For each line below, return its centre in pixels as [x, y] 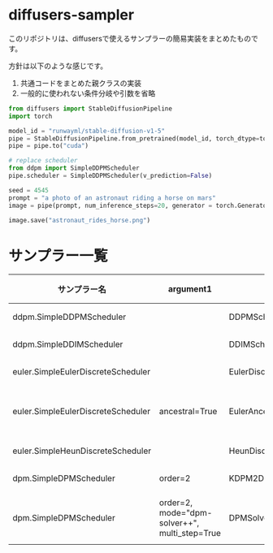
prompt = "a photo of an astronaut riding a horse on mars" [113, 198]
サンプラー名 [82, 290]
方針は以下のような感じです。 [58, 66]
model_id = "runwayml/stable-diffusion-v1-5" [87, 131]
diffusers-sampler [71, 15]
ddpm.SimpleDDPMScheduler [69, 317]
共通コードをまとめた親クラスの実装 [81, 83]
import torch [30, 116]
